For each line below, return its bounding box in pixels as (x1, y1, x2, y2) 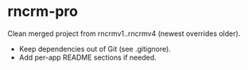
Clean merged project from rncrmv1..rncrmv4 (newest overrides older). (7, 29, 241, 38)
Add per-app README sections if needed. (18, 52, 157, 62)
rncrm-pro (7, 2, 79, 21)
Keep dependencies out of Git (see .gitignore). (18, 44, 172, 53)
